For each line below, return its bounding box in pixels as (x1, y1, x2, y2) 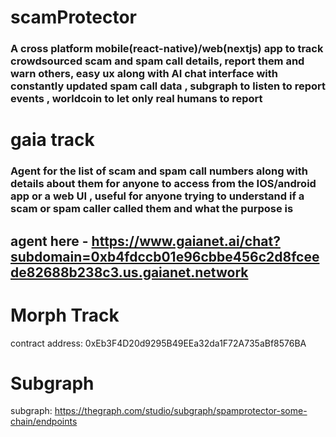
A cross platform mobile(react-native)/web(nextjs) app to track (10, 42, 324, 56)
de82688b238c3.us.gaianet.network (10, 264, 249, 281)
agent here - (10, 232, 89, 250)
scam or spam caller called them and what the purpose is (10, 202, 294, 216)
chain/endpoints (10, 416, 78, 428)
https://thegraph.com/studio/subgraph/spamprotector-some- (54, 405, 308, 417)
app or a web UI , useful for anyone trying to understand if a (10, 189, 305, 203)
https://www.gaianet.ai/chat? (91, 232, 281, 250)
